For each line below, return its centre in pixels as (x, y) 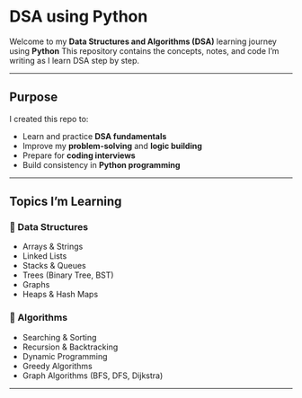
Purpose (34, 97)
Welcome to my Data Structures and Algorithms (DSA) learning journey (143, 41)
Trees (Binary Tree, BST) (68, 275)
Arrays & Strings (53, 247)
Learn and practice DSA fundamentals (94, 136)
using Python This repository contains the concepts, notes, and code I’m (144, 50)
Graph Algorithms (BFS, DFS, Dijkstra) (93, 376)
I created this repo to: (49, 119)
